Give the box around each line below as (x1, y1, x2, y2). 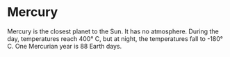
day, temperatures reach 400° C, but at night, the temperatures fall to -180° (7, 34, 224, 42)
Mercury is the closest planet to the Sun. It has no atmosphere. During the (7, 27, 219, 35)
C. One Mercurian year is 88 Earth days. (7, 42, 122, 50)
